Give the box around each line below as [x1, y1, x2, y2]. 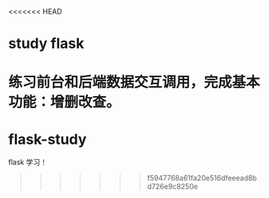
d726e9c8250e [147, 182, 198, 192]
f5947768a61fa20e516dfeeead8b [147, 173, 257, 183]
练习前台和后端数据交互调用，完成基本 [8, 73, 261, 91]
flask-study [8, 130, 87, 148]
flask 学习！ [8, 157, 48, 167]
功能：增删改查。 [8, 93, 121, 111]
